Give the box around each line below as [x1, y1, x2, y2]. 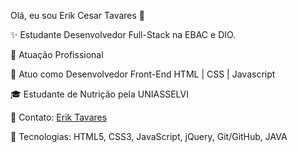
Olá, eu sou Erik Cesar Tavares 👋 [10, 10, 146, 21]
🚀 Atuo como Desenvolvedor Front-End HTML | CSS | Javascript [10, 68, 276, 80]
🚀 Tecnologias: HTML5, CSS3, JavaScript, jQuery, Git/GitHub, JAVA [10, 131, 288, 142]
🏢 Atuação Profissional [10, 49, 104, 60]
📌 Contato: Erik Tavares [10, 111, 108, 123]
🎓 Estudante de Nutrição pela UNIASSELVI [10, 88, 189, 100]
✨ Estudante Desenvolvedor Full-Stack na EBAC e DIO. [10, 29, 237, 40]
